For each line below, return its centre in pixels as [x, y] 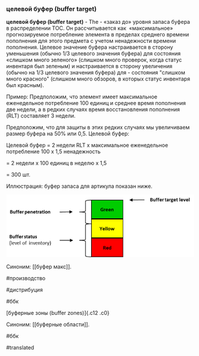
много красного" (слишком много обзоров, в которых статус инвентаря [98, 79]
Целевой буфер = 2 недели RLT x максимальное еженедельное [87, 146]
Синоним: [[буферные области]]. [48, 324]
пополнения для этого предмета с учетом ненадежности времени [91, 41]
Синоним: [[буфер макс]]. [39, 267]
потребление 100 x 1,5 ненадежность [54, 151]
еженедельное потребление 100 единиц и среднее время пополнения [96, 103]
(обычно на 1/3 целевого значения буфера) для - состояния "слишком [96, 73]
